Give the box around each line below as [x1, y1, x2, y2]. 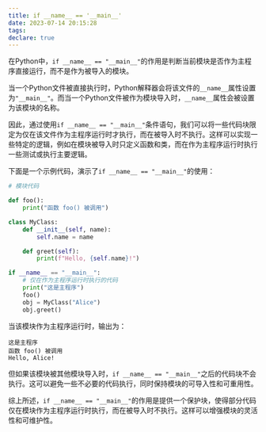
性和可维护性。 [8, 415, 57, 425]
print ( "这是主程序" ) [22, 284, 85, 292]
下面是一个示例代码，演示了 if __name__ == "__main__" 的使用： [8, 166, 215, 176]
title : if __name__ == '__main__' [8, 11, 123, 20]
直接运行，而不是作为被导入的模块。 [14, 67, 133, 76]
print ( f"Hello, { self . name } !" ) [36, 254, 140, 262]
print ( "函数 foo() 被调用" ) [22, 204, 109, 212]
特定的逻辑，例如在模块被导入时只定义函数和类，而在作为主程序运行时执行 [14, 140, 258, 149]
